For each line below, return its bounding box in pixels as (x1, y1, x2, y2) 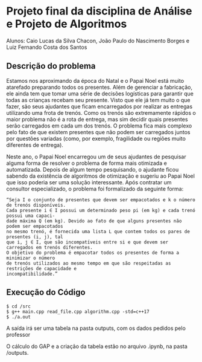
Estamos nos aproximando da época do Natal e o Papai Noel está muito (6, 77, 185, 84)
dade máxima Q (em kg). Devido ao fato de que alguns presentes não (6, 218, 182, 224)
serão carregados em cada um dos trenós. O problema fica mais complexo (6, 122, 192, 129)
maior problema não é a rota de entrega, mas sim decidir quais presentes (6, 115, 188, 123)
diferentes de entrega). (6, 141, 63, 149)
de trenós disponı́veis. (6, 202, 66, 208)
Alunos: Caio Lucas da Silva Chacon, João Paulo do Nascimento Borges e (6, 37, 190, 44)
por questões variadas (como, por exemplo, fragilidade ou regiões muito (6, 135, 186, 142)
